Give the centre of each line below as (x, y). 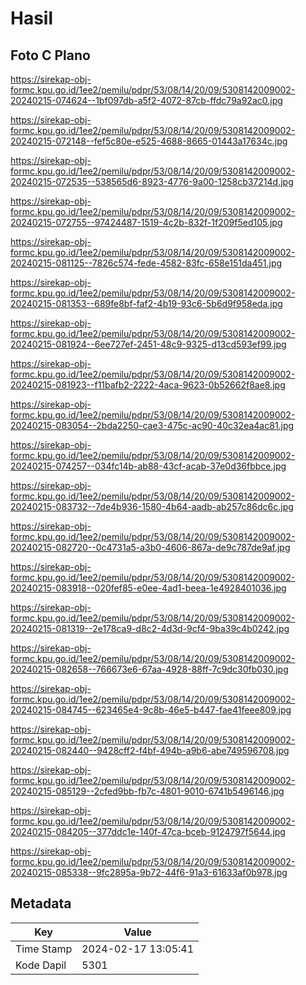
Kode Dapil (41, 965)
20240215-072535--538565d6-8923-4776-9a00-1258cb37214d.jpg (152, 181)
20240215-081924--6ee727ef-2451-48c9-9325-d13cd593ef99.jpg (148, 344)
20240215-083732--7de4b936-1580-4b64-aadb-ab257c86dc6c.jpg (152, 506)
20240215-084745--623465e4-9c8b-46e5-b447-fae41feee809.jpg (151, 710)
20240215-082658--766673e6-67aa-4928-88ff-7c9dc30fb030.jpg (149, 669)
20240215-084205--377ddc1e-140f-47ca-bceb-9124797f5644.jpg (148, 831)
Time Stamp (44, 949)
